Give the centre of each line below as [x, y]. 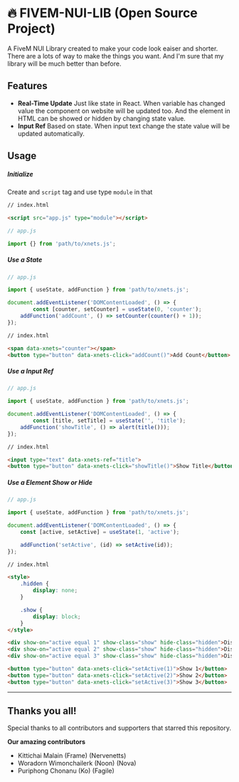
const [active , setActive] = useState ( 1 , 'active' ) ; [100, 532]
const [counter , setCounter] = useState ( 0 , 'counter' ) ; [117, 309]
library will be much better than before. [64, 63]
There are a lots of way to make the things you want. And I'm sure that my [116, 56]
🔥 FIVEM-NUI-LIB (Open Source [102, 13]
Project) [31, 29]
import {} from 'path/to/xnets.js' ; [62, 244]
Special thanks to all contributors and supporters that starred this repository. [119, 728]
